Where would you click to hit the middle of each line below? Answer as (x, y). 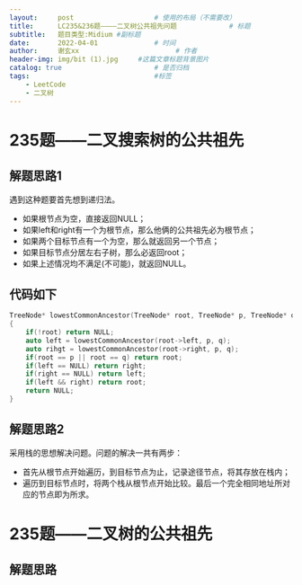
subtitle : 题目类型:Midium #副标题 (75, 34)
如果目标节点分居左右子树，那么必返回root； (105, 252)
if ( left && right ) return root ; (86, 383)
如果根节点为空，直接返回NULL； (84, 218)
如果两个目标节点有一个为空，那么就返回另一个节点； (121, 241)
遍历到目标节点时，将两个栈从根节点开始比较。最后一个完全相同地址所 (152, 483)
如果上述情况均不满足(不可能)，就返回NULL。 (107, 263)
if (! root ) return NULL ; (70, 332)
